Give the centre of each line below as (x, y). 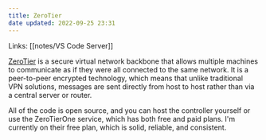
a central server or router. (50, 95)
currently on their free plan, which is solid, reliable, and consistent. (117, 127)
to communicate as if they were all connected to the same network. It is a (129, 69)
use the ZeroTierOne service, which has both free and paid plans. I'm (122, 119)
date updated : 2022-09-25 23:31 (62, 23)
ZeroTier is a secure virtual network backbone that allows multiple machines (133, 61)
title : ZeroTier (35, 16)
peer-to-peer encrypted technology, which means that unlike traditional (126, 78)
